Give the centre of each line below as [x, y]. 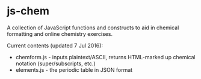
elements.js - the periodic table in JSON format [74, 69]
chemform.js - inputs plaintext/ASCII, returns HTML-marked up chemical [105, 57]
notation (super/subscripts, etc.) [55, 63]
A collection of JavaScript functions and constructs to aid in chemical [93, 28]
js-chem [28, 11]
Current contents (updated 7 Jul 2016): [55, 45]
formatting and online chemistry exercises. [60, 34]
